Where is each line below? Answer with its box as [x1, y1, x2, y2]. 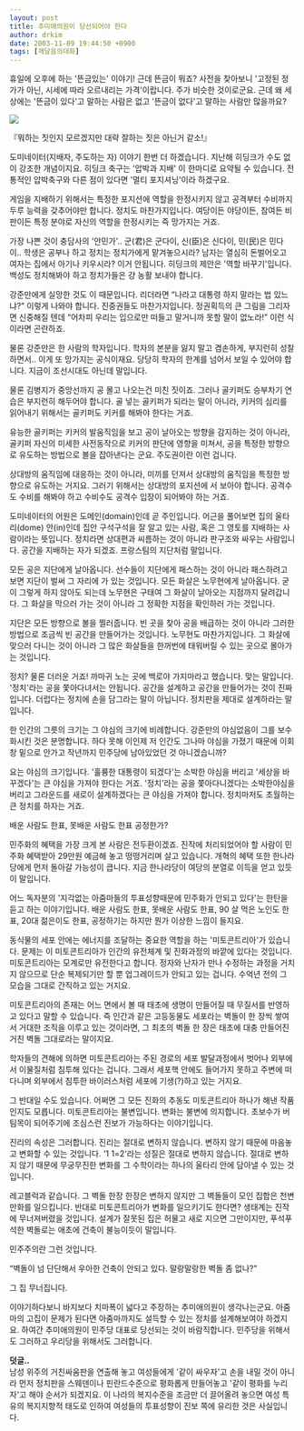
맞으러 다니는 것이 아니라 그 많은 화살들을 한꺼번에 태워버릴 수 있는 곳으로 [9, 640, 269, 651]
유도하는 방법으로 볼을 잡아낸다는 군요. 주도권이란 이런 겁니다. [18, 449, 238, 460]
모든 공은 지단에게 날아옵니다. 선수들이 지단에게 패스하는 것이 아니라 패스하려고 [9, 565, 289, 575]
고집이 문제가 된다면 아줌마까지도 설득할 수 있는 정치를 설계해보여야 [25, 1313, 264, 1324]
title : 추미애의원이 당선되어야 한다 [9, 22, 127, 31]
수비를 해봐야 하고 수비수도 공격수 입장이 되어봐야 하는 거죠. [18, 492, 230, 503]
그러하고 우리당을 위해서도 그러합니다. [18, 1336, 152, 1346]
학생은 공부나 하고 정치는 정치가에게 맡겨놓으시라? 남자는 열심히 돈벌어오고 [23, 247, 288, 258]
